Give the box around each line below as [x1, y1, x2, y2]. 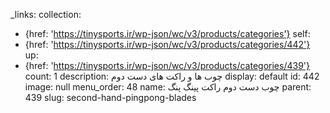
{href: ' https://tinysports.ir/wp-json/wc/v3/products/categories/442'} [24, 39, 311, 50]
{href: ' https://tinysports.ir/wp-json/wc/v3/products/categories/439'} [24, 60, 310, 71]
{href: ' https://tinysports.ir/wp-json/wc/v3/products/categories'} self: [24, 28, 311, 39]
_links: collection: [10, 9, 82, 20]
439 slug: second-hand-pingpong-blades [24, 92, 197, 103]
